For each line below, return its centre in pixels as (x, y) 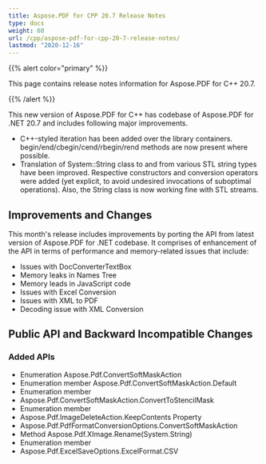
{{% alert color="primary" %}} (58, 68)
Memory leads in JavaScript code (75, 283)
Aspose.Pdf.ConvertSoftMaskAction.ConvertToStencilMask (117, 400)
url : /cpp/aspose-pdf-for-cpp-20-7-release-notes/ (94, 38)
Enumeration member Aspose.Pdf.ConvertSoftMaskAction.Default (128, 383)
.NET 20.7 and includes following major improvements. (98, 123)
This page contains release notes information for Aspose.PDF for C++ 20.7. (132, 84)
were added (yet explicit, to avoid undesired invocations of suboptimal (135, 182)
